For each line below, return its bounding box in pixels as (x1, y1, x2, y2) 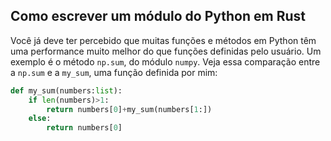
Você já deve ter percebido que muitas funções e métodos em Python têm (10, 34, 317, 46)
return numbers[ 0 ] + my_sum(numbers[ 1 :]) (46, 104, 213, 114)
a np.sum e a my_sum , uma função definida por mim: (10, 66, 218, 78)
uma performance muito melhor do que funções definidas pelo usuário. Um (10, 45, 322, 57)
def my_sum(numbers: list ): (10, 85, 123, 96)
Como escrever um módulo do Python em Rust (10, 8, 306, 25)
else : (28, 114, 52, 124)
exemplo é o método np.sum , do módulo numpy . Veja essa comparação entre (10, 55, 321, 68)
